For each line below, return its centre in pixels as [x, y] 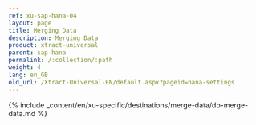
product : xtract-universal [53, 45]
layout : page [30, 23]
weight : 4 [25, 68]
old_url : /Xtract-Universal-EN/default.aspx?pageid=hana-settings [122, 82]
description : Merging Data [53, 38]
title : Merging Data [43, 30]
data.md [22, 113]
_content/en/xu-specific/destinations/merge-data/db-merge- [147, 105]
